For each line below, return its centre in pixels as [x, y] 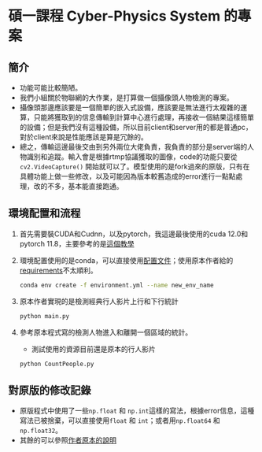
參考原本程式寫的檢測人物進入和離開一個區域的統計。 [106, 332]
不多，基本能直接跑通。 [85, 186]
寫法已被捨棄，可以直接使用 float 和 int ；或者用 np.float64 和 [120, 421]
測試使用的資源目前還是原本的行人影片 [93, 349]
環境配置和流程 [44, 213]
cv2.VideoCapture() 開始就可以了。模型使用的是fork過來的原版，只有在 [135, 167]
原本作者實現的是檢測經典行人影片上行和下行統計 [99, 301]
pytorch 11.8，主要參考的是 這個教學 [77, 243]
